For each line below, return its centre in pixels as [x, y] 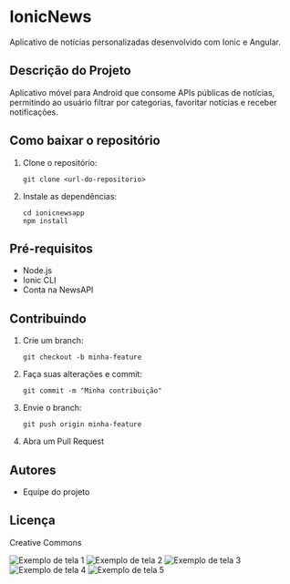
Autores [33, 470]
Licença [33, 521]
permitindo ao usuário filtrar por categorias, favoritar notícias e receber [143, 102]
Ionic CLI [39, 281]
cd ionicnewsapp [53, 213]
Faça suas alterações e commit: [83, 374]
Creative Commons [46, 542]
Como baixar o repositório [85, 141]
